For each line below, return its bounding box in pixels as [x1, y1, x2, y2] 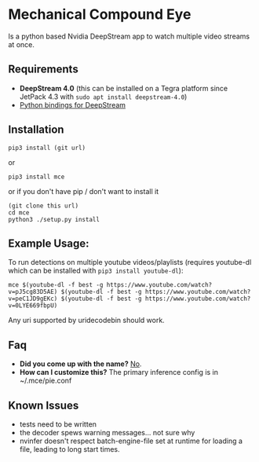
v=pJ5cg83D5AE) [8, 288, 58, 296]
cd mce [8, 208, 30, 217]
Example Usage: [8, 236, 89, 250]
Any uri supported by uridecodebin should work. [8, 316, 165, 325]
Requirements [8, 63, 78, 76]
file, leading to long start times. [19, 445, 120, 453]
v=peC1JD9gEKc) [8, 295, 58, 303]
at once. [8, 39, 35, 49]
